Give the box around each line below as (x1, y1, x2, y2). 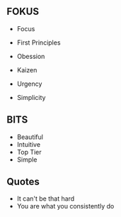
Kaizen (16, 65, 38, 74)
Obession (16, 52, 45, 60)
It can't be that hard (16, 194, 75, 203)
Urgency (16, 79, 42, 88)
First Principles (16, 38, 61, 47)
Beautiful (16, 133, 44, 141)
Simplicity (16, 93, 46, 101)
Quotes (6, 176, 40, 188)
